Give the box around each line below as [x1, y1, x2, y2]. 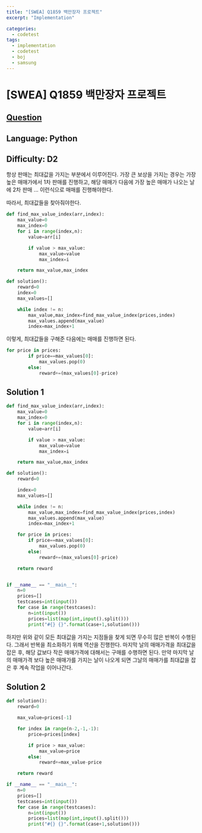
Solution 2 [6, 682, 46, 692]
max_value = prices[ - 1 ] [17, 715, 72, 721]
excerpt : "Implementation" [6, 15, 75, 21]
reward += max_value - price [38, 759, 102, 766]
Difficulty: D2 [6, 154, 58, 164]
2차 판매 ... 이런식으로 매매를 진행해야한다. [12, 186, 114, 193]
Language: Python [6, 133, 78, 143]
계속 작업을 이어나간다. [19, 663, 73, 671]
